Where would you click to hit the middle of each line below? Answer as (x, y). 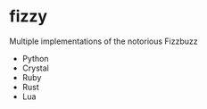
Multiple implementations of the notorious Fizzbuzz (103, 41)
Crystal (35, 68)
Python (35, 58)
